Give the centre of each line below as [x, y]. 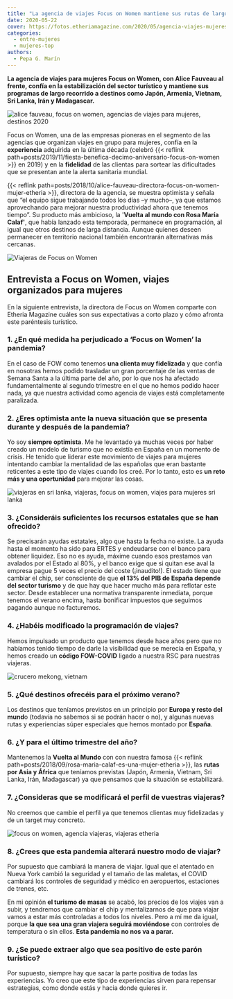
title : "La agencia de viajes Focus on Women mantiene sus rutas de [108, 14]
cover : [17, 26]
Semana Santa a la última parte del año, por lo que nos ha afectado [103, 378]
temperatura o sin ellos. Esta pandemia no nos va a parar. [90, 931]
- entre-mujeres [37, 40]
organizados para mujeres [65, 290]
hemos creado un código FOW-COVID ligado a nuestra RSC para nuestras [114, 656]
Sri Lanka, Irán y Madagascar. [51, 101]
